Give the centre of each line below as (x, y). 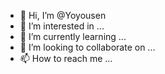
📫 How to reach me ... (66, 58)
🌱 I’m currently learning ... (73, 36)
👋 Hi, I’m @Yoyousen (63, 15)
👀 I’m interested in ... (62, 26)
